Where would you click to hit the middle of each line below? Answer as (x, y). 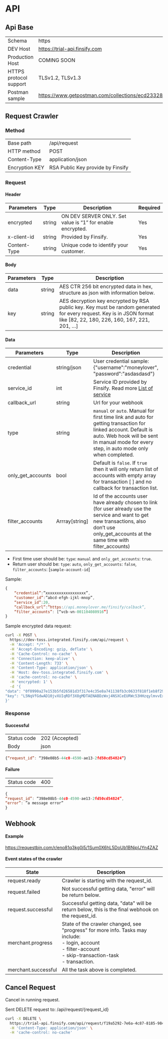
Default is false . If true (120, 463)
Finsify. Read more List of (123, 388)
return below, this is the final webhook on (110, 909)
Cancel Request (30, 988)
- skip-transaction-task (90, 955)
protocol (17, 78)
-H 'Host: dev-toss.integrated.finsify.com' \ (59, 673)
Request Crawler (32, 116)
